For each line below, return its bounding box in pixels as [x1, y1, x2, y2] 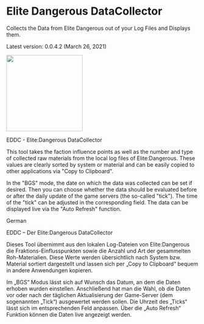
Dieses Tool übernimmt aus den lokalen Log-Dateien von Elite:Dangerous [6, 240, 190, 248]
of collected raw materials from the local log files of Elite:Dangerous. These [6, 154, 195, 162]
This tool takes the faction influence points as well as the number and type [6, 148, 194, 155]
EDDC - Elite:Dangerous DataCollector [6, 136, 102, 143]
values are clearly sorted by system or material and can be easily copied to [6, 160, 195, 168]
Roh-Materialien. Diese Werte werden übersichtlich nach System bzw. [6, 253, 181, 261]
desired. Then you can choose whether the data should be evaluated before [6, 185, 197, 193]
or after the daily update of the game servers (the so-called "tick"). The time [6, 192, 198, 200]
